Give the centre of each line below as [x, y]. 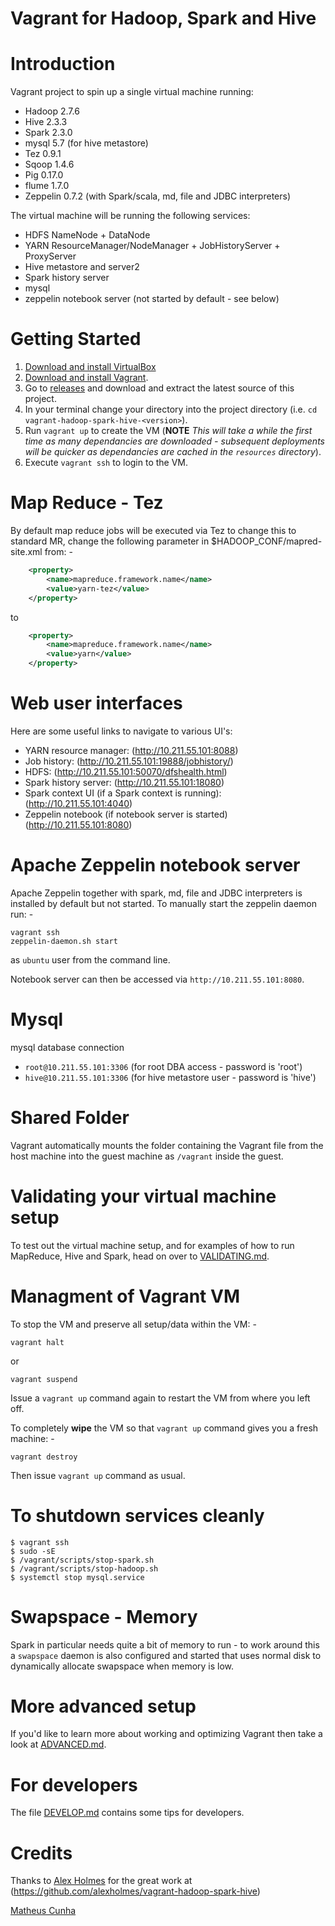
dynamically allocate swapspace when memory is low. [122, 1666]
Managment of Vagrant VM [125, 1296]
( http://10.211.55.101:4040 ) [78, 803]
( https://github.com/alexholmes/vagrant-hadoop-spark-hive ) [135, 1891]
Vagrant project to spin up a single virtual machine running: [132, 92]
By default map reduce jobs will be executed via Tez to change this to [153, 530]
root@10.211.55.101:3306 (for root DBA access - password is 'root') [163, 1066]
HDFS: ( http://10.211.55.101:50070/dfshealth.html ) [126, 771]
